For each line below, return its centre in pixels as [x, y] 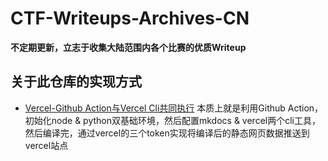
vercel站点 [46, 145]
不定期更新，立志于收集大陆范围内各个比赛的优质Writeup [128, 47]
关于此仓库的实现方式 [76, 82]
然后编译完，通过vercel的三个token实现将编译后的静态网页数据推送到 [167, 133]
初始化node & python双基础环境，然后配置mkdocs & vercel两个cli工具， [172, 120]
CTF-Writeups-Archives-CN [130, 18]
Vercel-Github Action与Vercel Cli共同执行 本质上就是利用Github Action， [174, 108]
